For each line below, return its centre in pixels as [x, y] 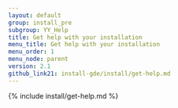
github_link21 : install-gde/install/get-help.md [89, 74]
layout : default [35, 15]
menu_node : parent [38, 59]
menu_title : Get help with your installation [84, 45]
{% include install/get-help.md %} [63, 95]
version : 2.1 [30, 67]
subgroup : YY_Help [38, 30]
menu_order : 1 [32, 52]
